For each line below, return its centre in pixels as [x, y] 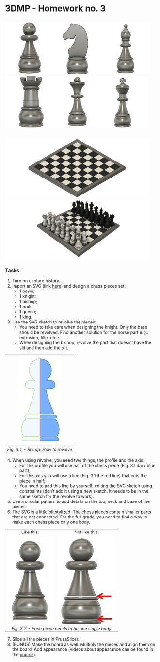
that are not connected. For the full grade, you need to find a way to [80, 517]
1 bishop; [28, 302]
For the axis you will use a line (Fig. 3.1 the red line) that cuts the [83, 475]
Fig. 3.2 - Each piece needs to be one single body [61, 628]
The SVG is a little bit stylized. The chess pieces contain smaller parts [81, 512]
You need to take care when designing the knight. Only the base [83, 327]
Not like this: [87, 532]
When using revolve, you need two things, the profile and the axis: [78, 460]
